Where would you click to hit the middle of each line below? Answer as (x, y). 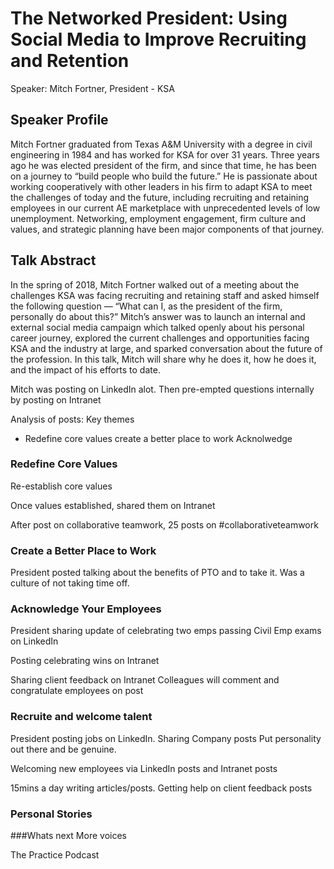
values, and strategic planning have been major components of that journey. (167, 229)
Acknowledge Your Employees (86, 609)
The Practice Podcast (55, 855)
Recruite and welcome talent (81, 717)
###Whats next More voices (68, 836)
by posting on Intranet (56, 399)
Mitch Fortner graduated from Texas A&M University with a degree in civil (161, 144)
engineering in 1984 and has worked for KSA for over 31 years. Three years (165, 154)
